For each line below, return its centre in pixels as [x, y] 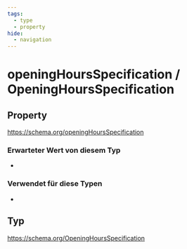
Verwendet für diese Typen [55, 184]
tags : [15, 14]
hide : [15, 33]
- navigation [33, 40]
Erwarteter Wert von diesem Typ [64, 150]
